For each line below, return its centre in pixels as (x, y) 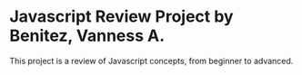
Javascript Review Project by (121, 17)
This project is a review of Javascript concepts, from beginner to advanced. (151, 61)
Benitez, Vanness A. (87, 36)
